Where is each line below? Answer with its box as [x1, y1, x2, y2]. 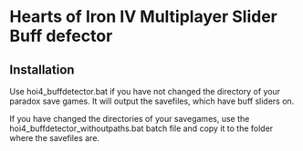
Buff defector [9, 25, 113, 46]
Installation [9, 62, 75, 77]
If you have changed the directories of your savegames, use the [9, 114, 250, 124]
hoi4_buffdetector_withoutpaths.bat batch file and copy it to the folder [9, 123, 274, 134]
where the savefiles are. [9, 133, 100, 143]
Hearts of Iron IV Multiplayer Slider [9, 6, 278, 27]
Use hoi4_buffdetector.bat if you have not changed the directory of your [9, 86, 281, 96]
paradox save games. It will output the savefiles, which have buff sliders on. [9, 96, 295, 106]
